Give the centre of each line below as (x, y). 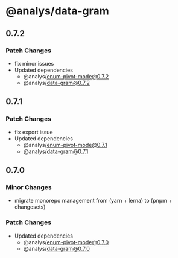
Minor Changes (29, 187)
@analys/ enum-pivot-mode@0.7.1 (65, 145)
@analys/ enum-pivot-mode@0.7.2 (66, 76)
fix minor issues (34, 63)
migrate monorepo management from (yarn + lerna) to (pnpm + (93, 201)
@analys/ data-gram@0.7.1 (56, 151)
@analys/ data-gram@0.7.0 (56, 248)
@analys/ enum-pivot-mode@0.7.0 (66, 242)
